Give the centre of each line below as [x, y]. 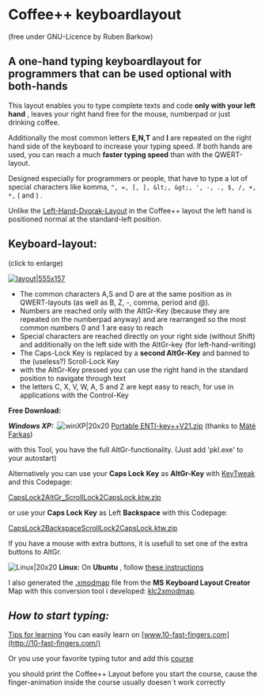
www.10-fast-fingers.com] [186, 635]
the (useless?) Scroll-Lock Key [70, 361]
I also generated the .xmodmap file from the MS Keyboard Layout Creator [129, 582]
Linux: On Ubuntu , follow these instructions [131, 567]
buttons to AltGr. [35, 551]
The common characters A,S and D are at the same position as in [125, 294]
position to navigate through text [73, 378]
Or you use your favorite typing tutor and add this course [101, 659]
